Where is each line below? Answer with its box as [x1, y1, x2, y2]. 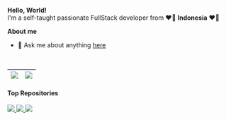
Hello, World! [7, 6, 47, 14]
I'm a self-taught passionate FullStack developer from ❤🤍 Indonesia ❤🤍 [7, 13, 220, 22]
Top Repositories [7, 88, 59, 97]
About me [7, 28, 38, 35]
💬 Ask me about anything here [17, 41, 106, 49]
